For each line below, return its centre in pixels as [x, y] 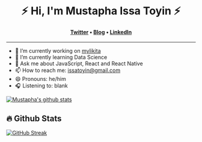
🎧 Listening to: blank [41, 86]
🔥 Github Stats [34, 118]
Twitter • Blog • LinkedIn [101, 32]
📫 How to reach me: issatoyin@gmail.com [68, 70]
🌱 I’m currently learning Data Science [61, 58]
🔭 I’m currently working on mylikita [58, 51]
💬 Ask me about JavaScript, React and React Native [79, 64]
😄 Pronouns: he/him [40, 79]
